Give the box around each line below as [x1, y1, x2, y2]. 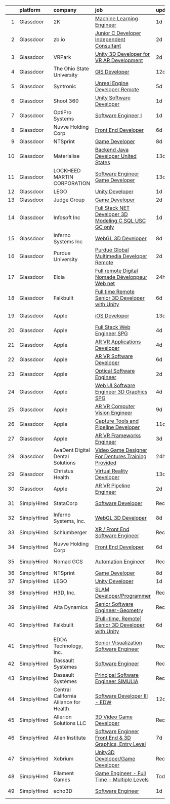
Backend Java [95, 147, 129, 153]
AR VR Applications [95, 338, 141, 345]
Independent [95, 36, 125, 43]
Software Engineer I [95, 112, 142, 119]
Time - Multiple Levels [95, 776, 149, 783]
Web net [95, 280, 115, 287]
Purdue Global [95, 246, 129, 253]
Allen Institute [53, 735, 86, 741]
